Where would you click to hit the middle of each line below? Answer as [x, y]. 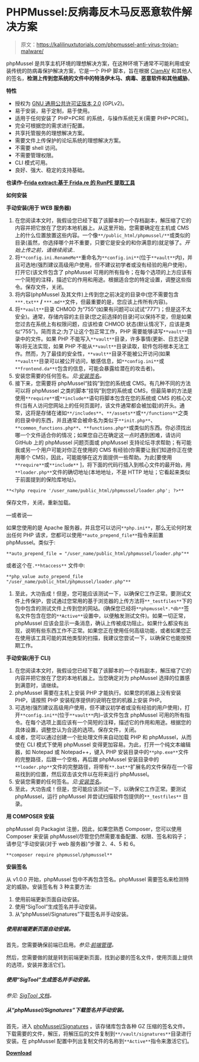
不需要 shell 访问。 [38, 147]
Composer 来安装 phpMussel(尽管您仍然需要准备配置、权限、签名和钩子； [97, 836]
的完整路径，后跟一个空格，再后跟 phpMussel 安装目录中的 [87, 759]
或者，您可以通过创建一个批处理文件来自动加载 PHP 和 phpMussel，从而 [103, 737]
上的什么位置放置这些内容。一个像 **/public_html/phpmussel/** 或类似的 [102, 235]
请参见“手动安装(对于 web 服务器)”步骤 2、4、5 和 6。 [72, 843]
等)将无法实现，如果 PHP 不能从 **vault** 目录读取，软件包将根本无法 [99, 346]
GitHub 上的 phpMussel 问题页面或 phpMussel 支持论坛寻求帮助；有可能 [103, 442]
